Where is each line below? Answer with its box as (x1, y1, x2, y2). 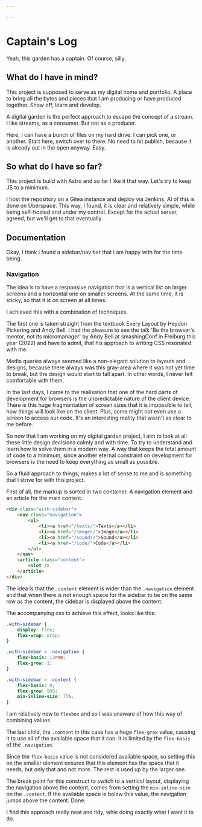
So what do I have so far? (6, 161, 103, 171)
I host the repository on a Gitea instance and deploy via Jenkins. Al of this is (6, 196, 195, 203)
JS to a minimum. (6, 184, 49, 191)
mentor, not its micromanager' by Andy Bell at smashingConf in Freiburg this (6, 333, 196, 340)
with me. (6, 346, 28, 353)
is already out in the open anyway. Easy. (6, 143, 106, 151)
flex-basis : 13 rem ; (17, 654, 66, 661)
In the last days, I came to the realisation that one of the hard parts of (6, 389, 178, 396)
